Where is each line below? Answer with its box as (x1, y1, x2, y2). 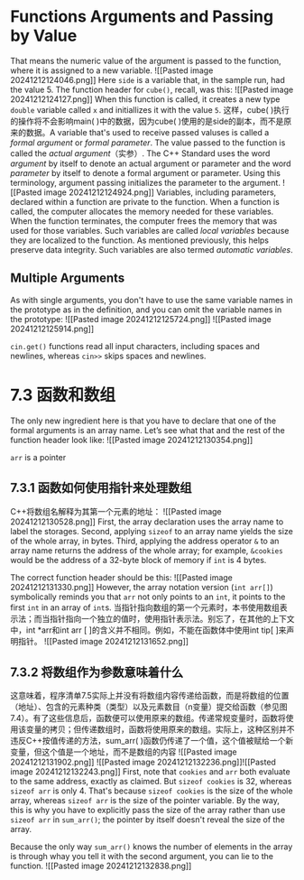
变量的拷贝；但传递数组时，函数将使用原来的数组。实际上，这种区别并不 (25, 724, 295, 735)
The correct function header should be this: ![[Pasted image (10, 571, 234, 583)
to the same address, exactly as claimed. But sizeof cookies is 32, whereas (10, 776, 292, 787)
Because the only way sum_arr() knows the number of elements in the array (10, 841, 293, 852)
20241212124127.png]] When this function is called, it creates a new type (10, 93, 281, 105)
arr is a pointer (10, 451, 67, 462)
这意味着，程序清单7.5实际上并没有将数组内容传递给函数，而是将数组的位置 (10, 690, 290, 701)
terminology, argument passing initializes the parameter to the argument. (10, 177, 281, 188)
